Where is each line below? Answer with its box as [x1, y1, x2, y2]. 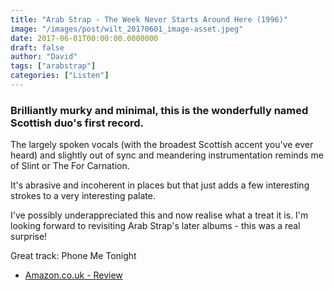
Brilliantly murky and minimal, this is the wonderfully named [10, 103, 309, 117]
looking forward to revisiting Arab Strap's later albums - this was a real [10, 220, 301, 232]
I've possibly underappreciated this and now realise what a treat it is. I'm [10, 209, 309, 221]
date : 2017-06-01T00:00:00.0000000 [10, 33, 159, 43]
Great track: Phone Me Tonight [10, 250, 137, 262]
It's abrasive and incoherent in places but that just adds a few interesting [10, 179, 310, 191]
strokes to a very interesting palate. [10, 190, 156, 202]
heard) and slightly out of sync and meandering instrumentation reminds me [10, 149, 324, 161]
